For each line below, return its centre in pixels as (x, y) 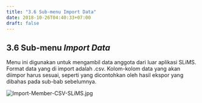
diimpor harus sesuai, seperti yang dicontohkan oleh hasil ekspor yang (95, 75)
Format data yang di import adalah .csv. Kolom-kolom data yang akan (93, 69)
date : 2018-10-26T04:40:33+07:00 (49, 18)
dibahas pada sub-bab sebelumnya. (51, 82)
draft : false (23, 23)
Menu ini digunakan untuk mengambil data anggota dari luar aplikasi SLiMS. (101, 62)
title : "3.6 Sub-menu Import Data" (51, 12)
